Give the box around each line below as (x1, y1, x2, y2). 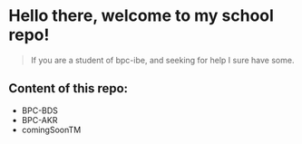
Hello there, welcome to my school (8, 5, 274, 26)
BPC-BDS (21, 105, 58, 116)
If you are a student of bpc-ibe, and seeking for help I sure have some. (30, 54, 295, 65)
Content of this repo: (8, 81, 129, 96)
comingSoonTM (21, 124, 82, 135)
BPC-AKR (21, 114, 58, 125)
